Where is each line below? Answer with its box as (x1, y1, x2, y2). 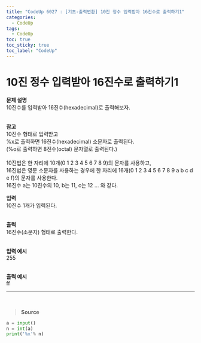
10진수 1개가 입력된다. (6, 202, 57, 209)
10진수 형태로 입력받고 (6, 130, 59, 138)
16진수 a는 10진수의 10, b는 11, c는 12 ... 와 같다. (6, 181, 118, 189)
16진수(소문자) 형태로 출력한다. (6, 228, 78, 235)
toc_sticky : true (6, 43, 50, 48)
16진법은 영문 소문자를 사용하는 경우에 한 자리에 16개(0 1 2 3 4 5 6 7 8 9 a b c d (6, 166, 193, 174)
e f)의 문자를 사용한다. (6, 174, 58, 181)
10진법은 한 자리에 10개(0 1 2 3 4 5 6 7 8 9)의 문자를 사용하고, (6, 159, 151, 166)
